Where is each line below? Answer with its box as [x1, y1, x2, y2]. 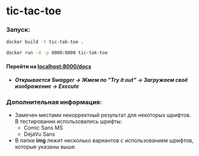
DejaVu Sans [23, 130, 55, 138]
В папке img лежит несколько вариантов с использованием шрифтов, [14, 137, 194, 144]
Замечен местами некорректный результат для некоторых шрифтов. [14, 112, 191, 119]
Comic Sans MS [23, 124, 63, 131]
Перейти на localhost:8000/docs [6, 63, 92, 70]
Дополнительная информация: [6, 97, 102, 106]
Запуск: [6, 26, 30, 34]
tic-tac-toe [6, 4, 61, 18]
